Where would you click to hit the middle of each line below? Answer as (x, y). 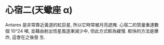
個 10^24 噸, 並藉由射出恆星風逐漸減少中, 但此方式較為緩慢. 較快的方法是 (80, 31)
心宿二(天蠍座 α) (39, 10)
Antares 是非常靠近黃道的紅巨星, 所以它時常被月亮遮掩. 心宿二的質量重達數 (82, 25)
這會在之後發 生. (28, 37)
